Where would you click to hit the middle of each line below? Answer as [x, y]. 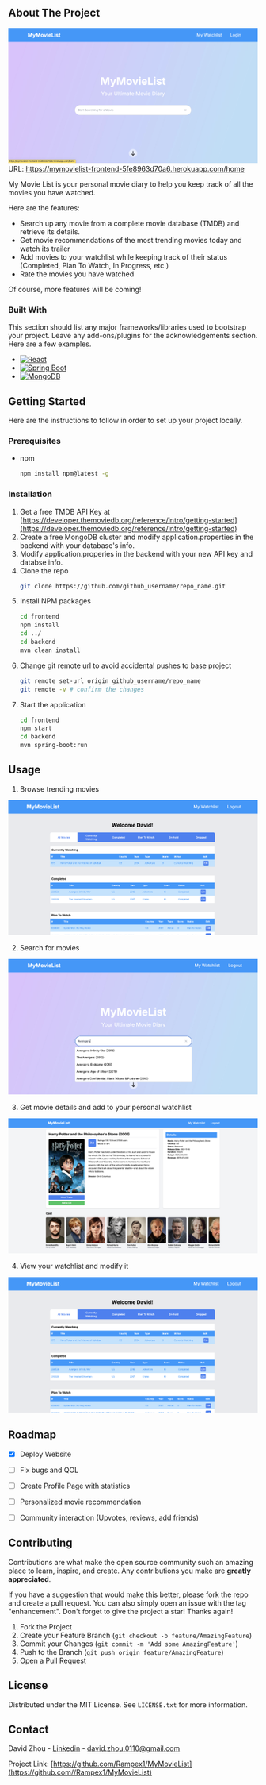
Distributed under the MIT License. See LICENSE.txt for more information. [128, 1704]
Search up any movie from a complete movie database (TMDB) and [129, 223]
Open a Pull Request [53, 1660]
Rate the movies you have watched [77, 274]
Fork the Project [46, 1626]
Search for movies [49, 948]
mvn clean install [50, 650]
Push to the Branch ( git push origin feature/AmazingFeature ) [122, 1652]
